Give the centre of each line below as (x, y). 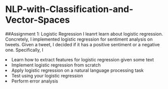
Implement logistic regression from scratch (56, 65)
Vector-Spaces (38, 20)
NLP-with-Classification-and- (69, 9)
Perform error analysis (35, 81)
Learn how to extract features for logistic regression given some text (83, 59)
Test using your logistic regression (47, 75)
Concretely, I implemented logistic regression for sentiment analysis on (79, 39)
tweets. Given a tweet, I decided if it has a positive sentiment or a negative (82, 44)
